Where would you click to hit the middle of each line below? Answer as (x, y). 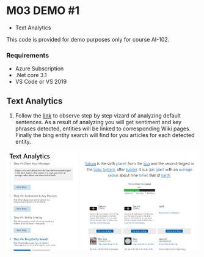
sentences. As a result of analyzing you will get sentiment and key (98, 122)
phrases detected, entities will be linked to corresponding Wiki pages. (103, 128)
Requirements (28, 55)
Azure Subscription (39, 69)
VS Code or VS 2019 (41, 82)
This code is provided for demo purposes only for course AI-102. (88, 39)
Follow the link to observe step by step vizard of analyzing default (98, 116)
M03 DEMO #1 (43, 11)
